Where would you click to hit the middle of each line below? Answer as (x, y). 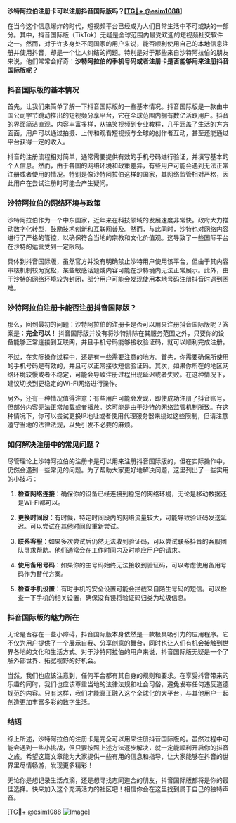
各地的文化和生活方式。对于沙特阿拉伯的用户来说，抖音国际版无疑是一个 (118, 652)
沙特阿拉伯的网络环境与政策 (54, 203)
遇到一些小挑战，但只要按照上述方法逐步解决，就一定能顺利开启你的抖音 (124, 747)
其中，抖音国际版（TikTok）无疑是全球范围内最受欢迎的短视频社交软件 (121, 35)
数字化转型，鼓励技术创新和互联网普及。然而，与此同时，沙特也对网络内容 (121, 229)
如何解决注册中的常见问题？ (54, 444)
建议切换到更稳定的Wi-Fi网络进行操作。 (64, 383)
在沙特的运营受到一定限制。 (47, 246)
